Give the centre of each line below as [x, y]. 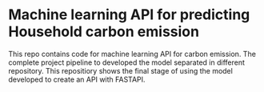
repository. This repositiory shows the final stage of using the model [121, 70]
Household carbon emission [104, 32]
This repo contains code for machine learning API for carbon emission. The [132, 54]
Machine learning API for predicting [129, 15]
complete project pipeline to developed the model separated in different [127, 62]
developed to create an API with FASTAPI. [77, 79]
